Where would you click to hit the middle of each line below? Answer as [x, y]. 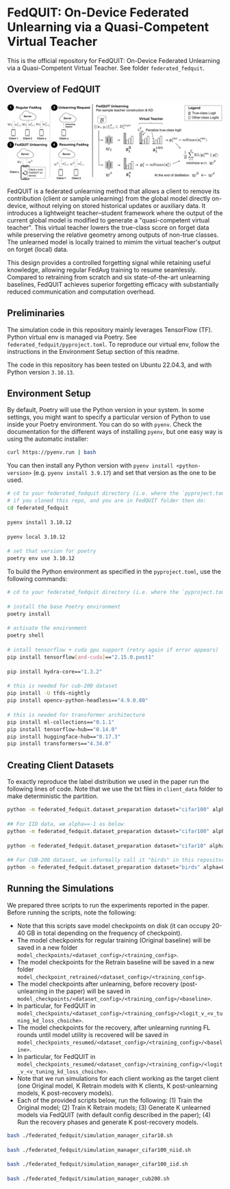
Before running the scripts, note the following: [72, 912]
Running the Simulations [61, 889]
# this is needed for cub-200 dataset [62, 686]
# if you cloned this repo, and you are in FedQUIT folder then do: [107, 501]
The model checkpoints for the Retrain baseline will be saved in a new [115, 962]
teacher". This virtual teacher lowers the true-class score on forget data [108, 227]
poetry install [29, 614]
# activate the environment [47, 628]
